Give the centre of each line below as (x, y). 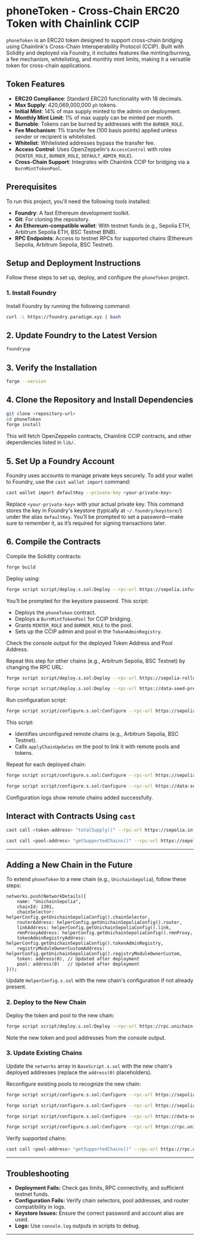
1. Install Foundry (31, 293)
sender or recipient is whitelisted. (56, 136)
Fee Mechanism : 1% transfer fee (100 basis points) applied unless (96, 130)
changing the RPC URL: (35, 667)
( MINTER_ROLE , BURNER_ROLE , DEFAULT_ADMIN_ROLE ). (74, 155)
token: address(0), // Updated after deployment (78, 959)
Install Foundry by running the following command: (68, 306)
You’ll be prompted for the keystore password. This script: (77, 601)
